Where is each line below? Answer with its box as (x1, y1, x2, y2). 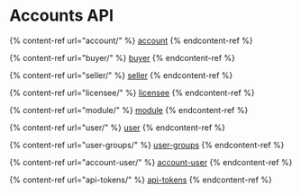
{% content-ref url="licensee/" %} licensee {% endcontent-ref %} (9, 87, 255, 98)
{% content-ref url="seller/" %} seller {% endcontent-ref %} (9, 69, 233, 81)
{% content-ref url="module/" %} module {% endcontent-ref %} (9, 104, 249, 115)
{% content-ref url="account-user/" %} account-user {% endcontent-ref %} (9, 156, 293, 167)
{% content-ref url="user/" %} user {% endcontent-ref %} (9, 122, 226, 133)
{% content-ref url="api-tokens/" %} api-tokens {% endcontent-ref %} (9, 174, 272, 185)
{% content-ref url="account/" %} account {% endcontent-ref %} (9, 35, 254, 46)
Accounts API (9, 5, 114, 26)
